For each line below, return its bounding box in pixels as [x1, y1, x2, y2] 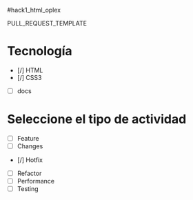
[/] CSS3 [17, 73, 42, 81]
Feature [17, 134, 39, 142]
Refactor [17, 169, 42, 178]
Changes [17, 142, 43, 150]
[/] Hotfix [17, 156, 43, 164]
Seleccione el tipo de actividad [7, 112, 187, 127]
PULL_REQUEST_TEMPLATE [7, 19, 88, 27]
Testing [17, 185, 39, 193]
